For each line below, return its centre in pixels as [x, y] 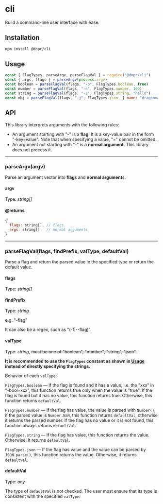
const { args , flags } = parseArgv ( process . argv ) [56, 80]
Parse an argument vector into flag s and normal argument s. [65, 177]
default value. [19, 267]
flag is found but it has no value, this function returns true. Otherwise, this [79, 395]
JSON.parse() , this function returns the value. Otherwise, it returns [71, 454]
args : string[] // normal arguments [49, 229]
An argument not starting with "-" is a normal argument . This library [80, 144]
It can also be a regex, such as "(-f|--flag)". [48, 330]
